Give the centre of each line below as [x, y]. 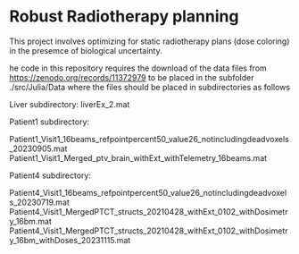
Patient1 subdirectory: [50, 122]
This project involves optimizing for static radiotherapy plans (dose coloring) [149, 41]
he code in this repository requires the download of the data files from [138, 68]
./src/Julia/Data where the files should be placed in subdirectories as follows [150, 87]
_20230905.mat [38, 148]
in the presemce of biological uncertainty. [86, 50]
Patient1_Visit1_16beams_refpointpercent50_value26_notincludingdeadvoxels [149, 139]
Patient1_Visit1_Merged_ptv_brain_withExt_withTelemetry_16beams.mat [138, 157]
